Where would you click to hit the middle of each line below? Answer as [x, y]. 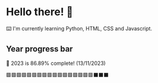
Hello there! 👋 [39, 12]
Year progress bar [39, 49]
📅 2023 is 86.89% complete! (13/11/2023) [56, 63]
